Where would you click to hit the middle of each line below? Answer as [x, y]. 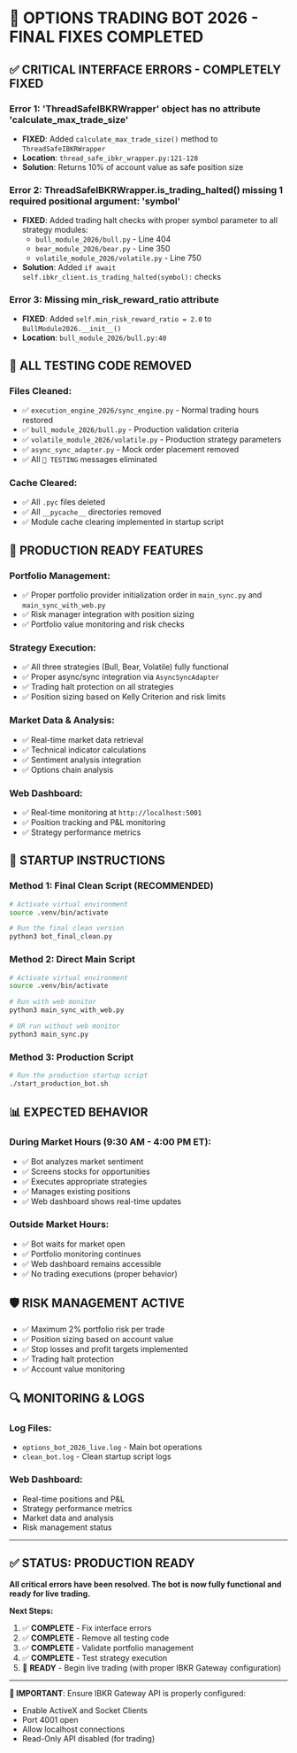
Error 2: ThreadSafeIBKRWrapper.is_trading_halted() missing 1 [146, 189]
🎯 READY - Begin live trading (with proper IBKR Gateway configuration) [152, 1668]
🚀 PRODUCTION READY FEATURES [106, 550]
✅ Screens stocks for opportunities [86, 1171]
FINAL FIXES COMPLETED [107, 37]
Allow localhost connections [73, 1729]
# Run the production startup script [79, 1076]
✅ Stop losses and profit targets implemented [105, 1348]
